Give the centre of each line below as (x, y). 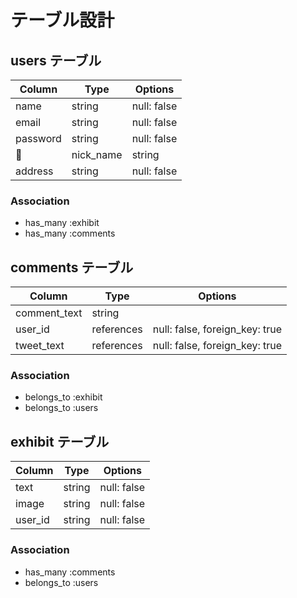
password (38, 138)
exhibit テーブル (60, 441)
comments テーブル (72, 267)
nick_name (97, 154)
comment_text (49, 313)
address (34, 171)
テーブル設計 (62, 20)
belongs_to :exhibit (63, 397)
